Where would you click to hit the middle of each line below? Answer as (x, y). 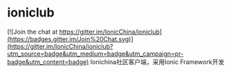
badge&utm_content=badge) (48, 62)
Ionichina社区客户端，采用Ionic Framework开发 (157, 62)
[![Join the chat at (33, 32)
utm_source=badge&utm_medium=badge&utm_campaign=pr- (95, 54)
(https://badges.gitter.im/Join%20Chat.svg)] (70, 39)
